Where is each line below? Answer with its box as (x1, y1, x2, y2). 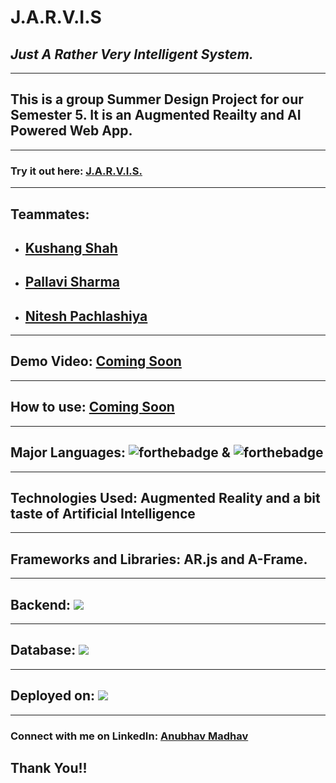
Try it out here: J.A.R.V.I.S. (10, 164, 143, 178)
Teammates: (10, 206, 90, 223)
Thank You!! (10, 759, 88, 776)
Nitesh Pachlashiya (24, 307, 148, 325)
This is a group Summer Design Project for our (10, 91, 304, 108)
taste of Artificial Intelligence (10, 505, 196, 522)
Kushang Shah (24, 239, 118, 256)
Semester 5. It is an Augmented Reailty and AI (10, 107, 302, 124)
